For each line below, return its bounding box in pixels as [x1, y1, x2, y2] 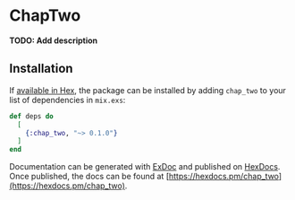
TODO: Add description [9, 35, 98, 46]
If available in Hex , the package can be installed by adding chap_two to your [9, 84, 286, 95]
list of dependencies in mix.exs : [9, 94, 126, 105]
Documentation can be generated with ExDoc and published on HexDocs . [9, 161, 281, 172]
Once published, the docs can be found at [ [9, 171, 170, 182]
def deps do [9, 111, 54, 121]
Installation [9, 61, 73, 76]
